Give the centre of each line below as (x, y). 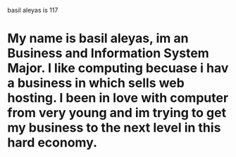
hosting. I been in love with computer (118, 98)
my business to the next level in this (114, 128)
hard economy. (52, 143)
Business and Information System (108, 54)
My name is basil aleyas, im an (98, 39)
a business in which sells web (96, 83)
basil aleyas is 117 (33, 10)
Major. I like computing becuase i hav (118, 68)
